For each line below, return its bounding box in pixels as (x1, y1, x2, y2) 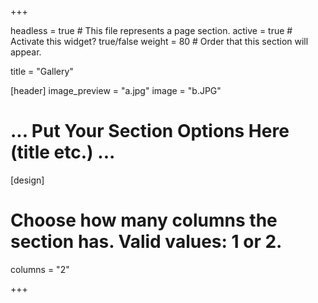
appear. (10, 46, 42, 58)
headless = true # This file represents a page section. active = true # (10, 25, 293, 36)
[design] (10, 174, 45, 186)
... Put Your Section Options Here (10, 120, 290, 143)
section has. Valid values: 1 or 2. (10, 231, 283, 253)
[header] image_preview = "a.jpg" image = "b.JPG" (10, 85, 222, 96)
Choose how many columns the (10, 209, 278, 232)
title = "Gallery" (10, 66, 74, 77)
